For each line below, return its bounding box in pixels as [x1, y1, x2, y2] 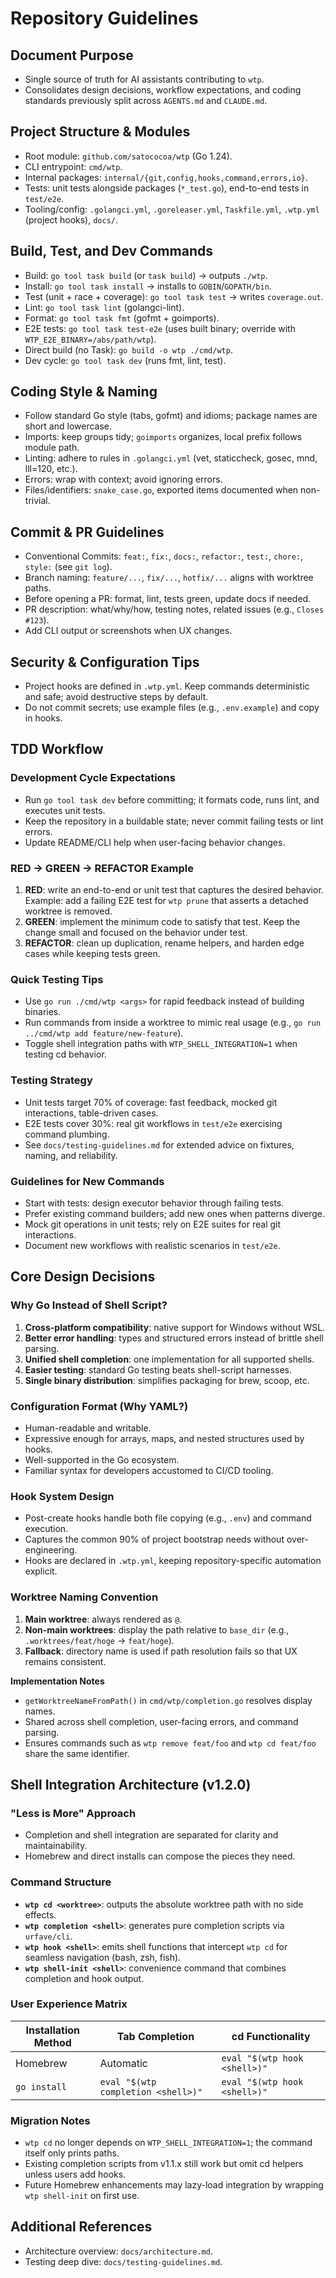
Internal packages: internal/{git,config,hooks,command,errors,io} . [24, 171, 308, 183]
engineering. [24, 1544, 78, 1556]
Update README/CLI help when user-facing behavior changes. [24, 836, 286, 848]
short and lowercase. [24, 420, 113, 432]
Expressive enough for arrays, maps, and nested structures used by [24, 1432, 305, 1444]
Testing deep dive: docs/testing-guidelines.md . [24, 2255, 223, 2267]
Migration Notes [10, 2113, 91, 2127]
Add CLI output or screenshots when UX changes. [24, 625, 233, 637]
